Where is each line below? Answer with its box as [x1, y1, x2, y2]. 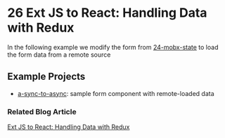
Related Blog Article [7, 106, 77, 116]
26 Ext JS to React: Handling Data [7, 5, 207, 21]
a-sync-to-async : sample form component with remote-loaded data [17, 89, 214, 97]
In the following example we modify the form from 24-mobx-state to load [7, 43, 219, 51]
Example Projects [7, 71, 86, 83]
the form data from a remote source [7, 50, 111, 59]
